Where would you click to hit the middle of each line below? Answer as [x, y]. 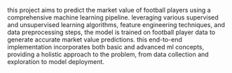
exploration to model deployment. [56, 62]
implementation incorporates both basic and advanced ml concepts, [106, 47]
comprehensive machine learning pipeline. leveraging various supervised [113, 17]
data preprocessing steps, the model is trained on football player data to [111, 32]
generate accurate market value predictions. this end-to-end [95, 40]
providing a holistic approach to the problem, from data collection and [108, 54]
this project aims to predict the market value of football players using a [109, 10]
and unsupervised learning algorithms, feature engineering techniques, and [116, 25]
